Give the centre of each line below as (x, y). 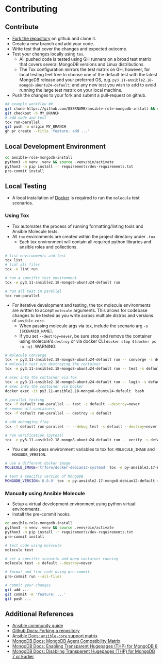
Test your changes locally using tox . (48, 54)
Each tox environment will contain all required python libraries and (85, 242)
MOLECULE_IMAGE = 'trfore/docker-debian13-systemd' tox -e (64, 468)
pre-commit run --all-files (33, 577)
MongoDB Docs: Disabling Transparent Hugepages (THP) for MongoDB (83, 651)
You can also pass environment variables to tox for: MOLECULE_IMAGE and (83, 449)
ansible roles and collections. (48, 247)
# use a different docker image (38, 463)
